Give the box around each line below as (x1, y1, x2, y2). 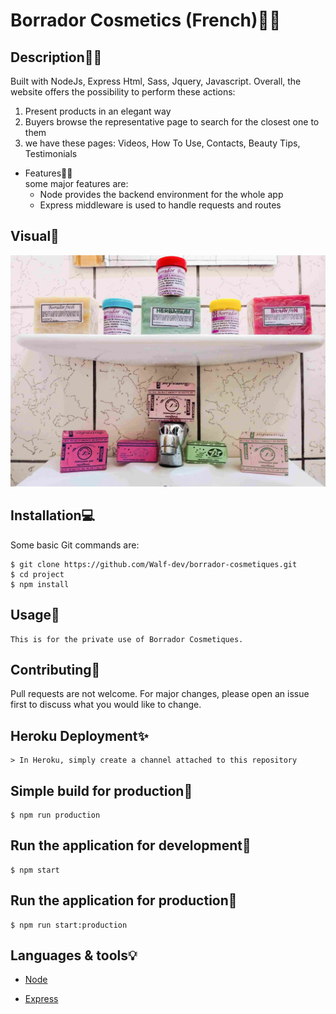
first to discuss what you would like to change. (10, 699, 202, 711)
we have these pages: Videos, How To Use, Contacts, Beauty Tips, (24, 137, 301, 149)
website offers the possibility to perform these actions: (10, 86, 236, 98)
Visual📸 (10, 228, 60, 245)
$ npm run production (10, 810, 101, 820)
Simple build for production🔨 (10, 782, 193, 799)
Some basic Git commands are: (10, 539, 140, 551)
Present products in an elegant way (24, 105, 172, 117)
